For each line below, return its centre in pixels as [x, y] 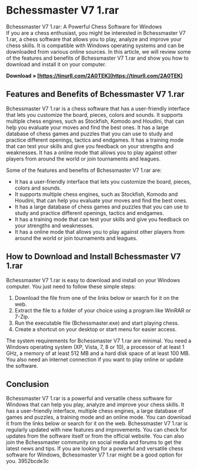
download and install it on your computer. [56, 64]
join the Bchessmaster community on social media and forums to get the [94, 442]
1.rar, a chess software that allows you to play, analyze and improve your [94, 39]
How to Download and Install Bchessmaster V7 [94, 257]
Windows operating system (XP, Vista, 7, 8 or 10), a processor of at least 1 [95, 347]
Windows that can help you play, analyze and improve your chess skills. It [95, 404]
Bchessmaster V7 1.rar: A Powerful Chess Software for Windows [84, 27]
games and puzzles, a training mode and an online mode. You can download [98, 417]
